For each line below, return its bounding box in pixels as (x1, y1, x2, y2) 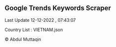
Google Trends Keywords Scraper (4, 4, 111, 12)
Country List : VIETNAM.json (4, 27, 63, 33)
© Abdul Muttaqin (4, 36, 42, 42)
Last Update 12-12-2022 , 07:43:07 (4, 17, 76, 23)
